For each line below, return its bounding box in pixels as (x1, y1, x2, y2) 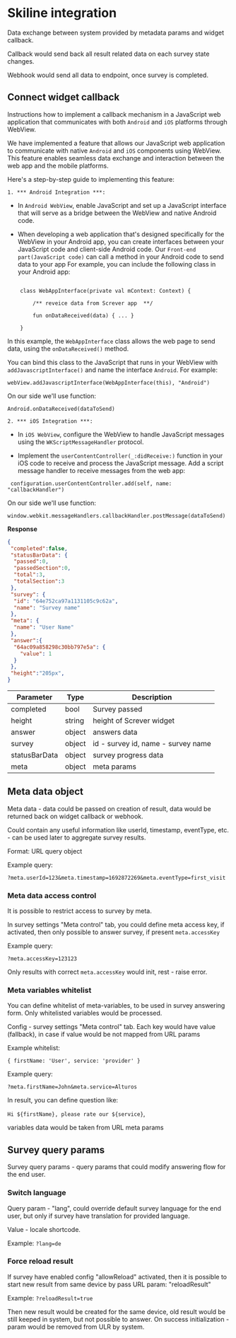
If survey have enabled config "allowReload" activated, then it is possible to (7, 1272, 228, 1281)
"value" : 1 (20, 650, 52, 657)
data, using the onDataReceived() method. (7, 344, 129, 353)
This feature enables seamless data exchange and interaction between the (7, 153, 225, 162)
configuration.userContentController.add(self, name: (10, 479, 172, 487)
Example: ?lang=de (7, 1239, 61, 1247)
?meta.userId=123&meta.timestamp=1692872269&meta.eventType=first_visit (7, 874, 226, 881)
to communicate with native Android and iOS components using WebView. (7, 146, 222, 155)
